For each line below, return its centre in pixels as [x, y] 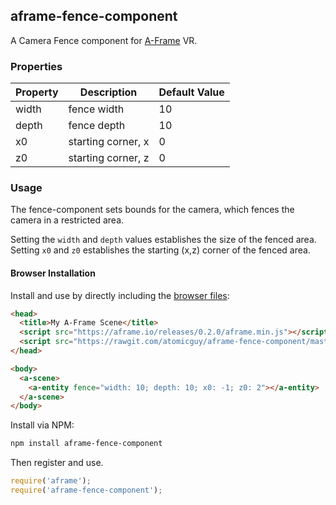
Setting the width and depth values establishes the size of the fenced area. [163, 240]
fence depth [97, 126]
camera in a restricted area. [67, 220]
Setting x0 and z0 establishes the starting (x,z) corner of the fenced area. [160, 250]
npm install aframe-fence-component [86, 444]
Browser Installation [53, 273]
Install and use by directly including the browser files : [120, 295]
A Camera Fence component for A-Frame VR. [104, 40]
